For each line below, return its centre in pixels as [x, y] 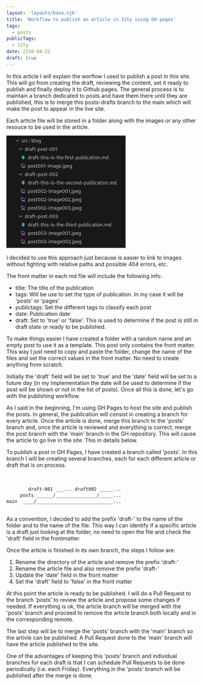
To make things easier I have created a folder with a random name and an [99, 339]
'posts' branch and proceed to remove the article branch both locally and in [101, 613]
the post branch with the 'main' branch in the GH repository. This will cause [101, 433]
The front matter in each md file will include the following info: [84, 276]
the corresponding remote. [40, 619]
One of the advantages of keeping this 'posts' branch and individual [92, 656]
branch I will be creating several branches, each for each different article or [101, 458]
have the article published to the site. [53, 644]
